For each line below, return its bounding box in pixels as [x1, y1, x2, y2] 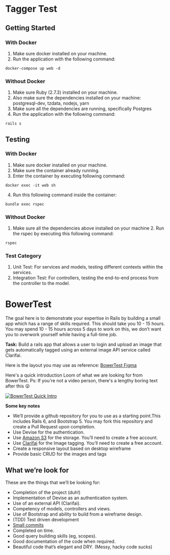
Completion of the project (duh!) [12, 489, 81, 496]
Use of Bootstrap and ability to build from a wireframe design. [12, 511, 143, 518]
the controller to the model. [12, 280, 70, 286]
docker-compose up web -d [5, 66, 60, 71]
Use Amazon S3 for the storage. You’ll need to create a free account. [12, 435, 158, 441]
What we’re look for [5, 466, 69, 475]
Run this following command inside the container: [12, 192, 117, 198]
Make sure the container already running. [12, 167, 100, 173]
